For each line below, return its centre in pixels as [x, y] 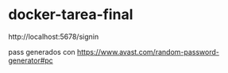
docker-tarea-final [71, 15]
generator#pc [31, 60]
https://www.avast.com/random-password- [148, 52]
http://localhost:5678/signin [54, 36]
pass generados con [42, 52]
